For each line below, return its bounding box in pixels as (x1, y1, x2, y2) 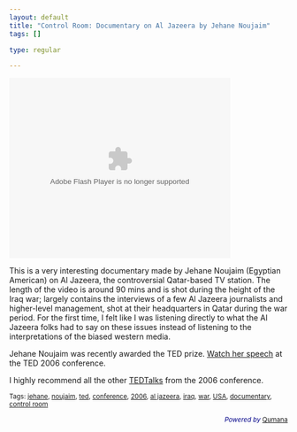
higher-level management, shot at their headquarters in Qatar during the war (9, 303, 288, 314)
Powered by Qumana (224, 415, 288, 425)
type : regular (9, 45, 62, 54)
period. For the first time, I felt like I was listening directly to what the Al (9, 312, 268, 323)
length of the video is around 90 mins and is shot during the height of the (9, 284, 276, 295)
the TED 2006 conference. (9, 358, 106, 368)
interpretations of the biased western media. (9, 331, 171, 342)
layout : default (9, 12, 69, 22)
